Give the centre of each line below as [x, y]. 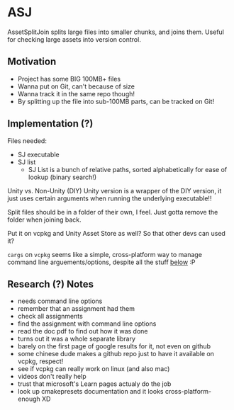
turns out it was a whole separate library [77, 339]
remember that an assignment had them [76, 309]
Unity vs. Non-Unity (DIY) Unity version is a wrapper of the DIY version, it [115, 190]
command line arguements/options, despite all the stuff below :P [102, 262]
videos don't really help [52, 377]
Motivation [32, 62]
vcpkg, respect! [40, 361]
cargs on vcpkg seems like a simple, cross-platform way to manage [105, 254]
